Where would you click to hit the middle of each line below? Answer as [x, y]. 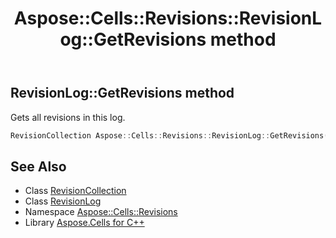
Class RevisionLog [63, 201]
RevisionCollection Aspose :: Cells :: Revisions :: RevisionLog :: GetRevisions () [171, 135]
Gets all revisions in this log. [68, 117]
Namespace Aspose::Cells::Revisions [101, 212]
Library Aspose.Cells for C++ [84, 223]
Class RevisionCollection [75, 191]
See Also [38, 166]
